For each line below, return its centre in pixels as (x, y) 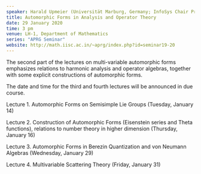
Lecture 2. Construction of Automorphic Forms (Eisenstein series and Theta (100, 122)
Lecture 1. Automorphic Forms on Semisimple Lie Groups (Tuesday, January (100, 104)
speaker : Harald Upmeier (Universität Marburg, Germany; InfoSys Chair (97, 12)
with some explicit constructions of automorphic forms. (74, 75)
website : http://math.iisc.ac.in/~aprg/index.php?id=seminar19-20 (91, 45)
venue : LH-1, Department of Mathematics (57, 34)
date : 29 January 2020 (34, 23)
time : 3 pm (20, 28)
